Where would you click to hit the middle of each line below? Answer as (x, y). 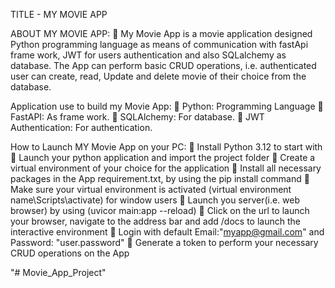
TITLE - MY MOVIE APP (59, 14)
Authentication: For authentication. (81, 127)
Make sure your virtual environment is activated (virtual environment (151, 189)
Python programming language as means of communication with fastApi (159, 44)
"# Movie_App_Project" (58, 272)
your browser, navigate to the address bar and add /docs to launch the (155, 221)
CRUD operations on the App (70, 253)
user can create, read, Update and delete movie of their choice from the (158, 76)
